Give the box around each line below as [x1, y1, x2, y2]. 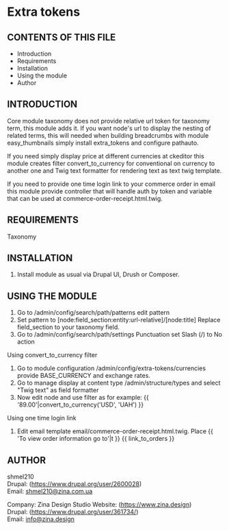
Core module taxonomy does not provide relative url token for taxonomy [7, 117, 210, 125]
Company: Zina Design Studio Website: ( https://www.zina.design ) [7, 501, 192, 509]
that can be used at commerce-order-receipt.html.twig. [7, 194, 163, 202]
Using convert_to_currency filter [7, 351, 98, 359]
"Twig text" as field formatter [16, 386, 99, 394]
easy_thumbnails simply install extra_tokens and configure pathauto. [7, 138, 200, 147]
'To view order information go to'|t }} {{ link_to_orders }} [16, 435, 175, 443]
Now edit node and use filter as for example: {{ [16, 394, 149, 402]
